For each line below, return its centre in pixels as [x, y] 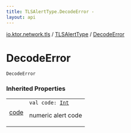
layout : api [21, 17]
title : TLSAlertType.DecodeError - [50, 12]
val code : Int [49, 102]
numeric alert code [55, 115]
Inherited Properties [36, 88]
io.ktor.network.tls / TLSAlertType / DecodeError [65, 34]
